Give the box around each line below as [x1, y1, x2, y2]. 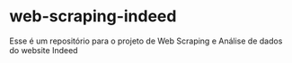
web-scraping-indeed [9, 6, 177, 27]
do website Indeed [9, 44, 78, 55]
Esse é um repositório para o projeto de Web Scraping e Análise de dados [9, 35, 283, 46]
